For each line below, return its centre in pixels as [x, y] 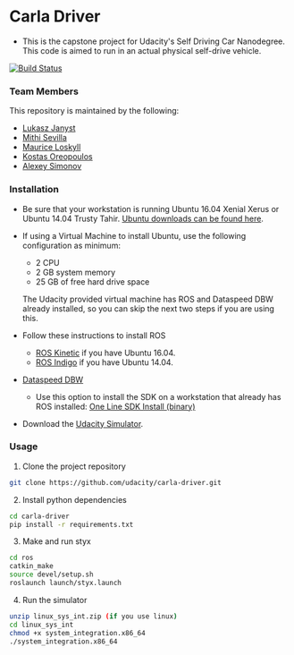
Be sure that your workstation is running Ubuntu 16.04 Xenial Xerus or [151, 208]
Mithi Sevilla [44, 138]
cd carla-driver [39, 516]
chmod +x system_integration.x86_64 [77, 633]
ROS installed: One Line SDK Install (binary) [115, 406]
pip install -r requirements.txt [71, 524]
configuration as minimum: [71, 245]
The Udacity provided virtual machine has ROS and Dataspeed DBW [148, 299]
